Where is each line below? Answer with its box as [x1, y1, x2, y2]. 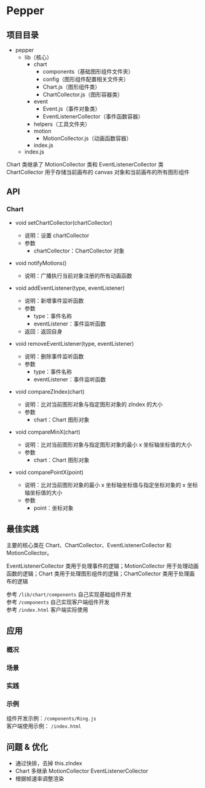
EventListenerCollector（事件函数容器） [42, 113, 144, 120]
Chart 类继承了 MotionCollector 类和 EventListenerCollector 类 [6, 161, 164, 168]
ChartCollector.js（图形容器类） [42, 91, 123, 98]
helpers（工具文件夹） [33, 120, 91, 128]
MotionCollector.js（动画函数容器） [42, 135, 132, 142]
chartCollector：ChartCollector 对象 [33, 247, 125, 254]
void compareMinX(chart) [15, 428, 81, 435]
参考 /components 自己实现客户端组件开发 [6, 598, 110, 606]
